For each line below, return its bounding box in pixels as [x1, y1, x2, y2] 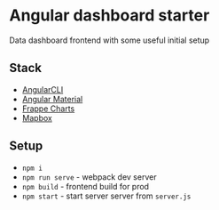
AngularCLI [21, 84, 64, 94]
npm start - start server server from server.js [21, 190, 192, 201]
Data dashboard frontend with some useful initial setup [9, 35, 210, 45]
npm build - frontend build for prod [21, 181, 149, 191]
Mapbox [21, 112, 53, 123]
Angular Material [21, 93, 83, 104]
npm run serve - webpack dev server [21, 171, 157, 182]
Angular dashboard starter [9, 5, 210, 26]
